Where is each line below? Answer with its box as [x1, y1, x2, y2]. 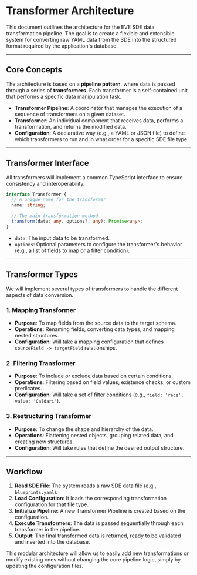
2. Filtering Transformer [6, 359, 76, 367]
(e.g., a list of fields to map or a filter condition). [14, 247, 130, 254]
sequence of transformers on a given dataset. [14, 111, 125, 118]
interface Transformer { [6, 191, 67, 198]
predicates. [14, 385, 42, 392]
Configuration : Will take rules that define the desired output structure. [14, 444, 185, 451]
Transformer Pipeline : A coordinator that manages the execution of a [14, 104, 183, 111]
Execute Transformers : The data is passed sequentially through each [14, 520, 184, 527]
